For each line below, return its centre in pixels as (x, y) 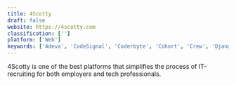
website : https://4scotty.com (52, 27)
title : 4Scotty (29, 14)
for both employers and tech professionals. (99, 74)
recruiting (21, 74)
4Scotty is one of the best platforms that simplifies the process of (102, 66)
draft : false (26, 20)
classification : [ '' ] (39, 33)
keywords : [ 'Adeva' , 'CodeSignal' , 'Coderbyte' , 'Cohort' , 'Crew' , (108, 46)
